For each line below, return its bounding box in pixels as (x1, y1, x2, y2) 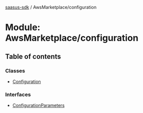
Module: (5, 22, 40, 33)
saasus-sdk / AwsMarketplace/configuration (5, 4, 96, 10)
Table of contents (5, 52, 61, 60)
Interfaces (5, 91, 31, 98)
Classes (5, 67, 25, 74)
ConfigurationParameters (12, 102, 65, 108)
